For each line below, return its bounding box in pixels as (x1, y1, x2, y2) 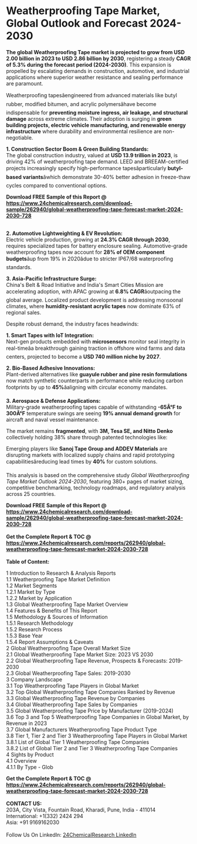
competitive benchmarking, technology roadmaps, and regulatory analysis (6, 484, 186, 491)
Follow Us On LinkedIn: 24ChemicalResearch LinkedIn (6, 831, 137, 838)
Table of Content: (6, 558, 50, 565)
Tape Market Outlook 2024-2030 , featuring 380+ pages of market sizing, (6, 478, 184, 485)
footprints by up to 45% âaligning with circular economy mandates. (6, 383, 168, 390)
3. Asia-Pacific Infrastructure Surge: (6, 275, 97, 282)
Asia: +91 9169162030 (6, 819, 60, 826)
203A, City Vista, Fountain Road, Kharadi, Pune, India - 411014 (6, 806, 156, 813)
